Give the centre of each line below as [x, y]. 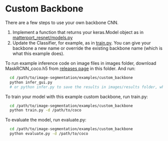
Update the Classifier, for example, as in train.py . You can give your [81, 42]
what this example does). [38, 53]
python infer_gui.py [31, 82]
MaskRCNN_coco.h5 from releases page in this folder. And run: [70, 68]
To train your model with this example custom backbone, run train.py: [77, 96]
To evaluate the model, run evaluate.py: [46, 120]
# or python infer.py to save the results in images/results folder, [83, 87]
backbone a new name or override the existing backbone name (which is [87, 48]
